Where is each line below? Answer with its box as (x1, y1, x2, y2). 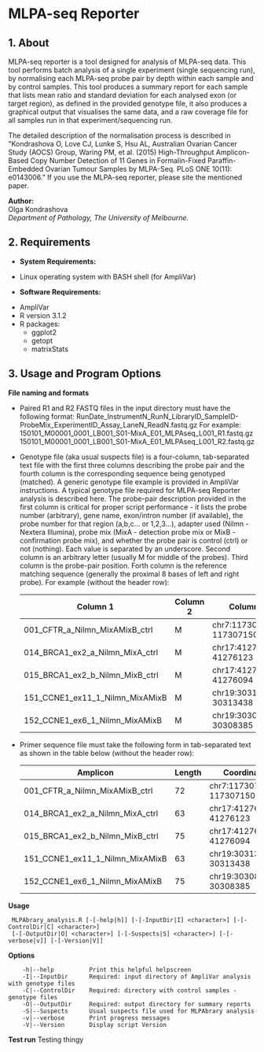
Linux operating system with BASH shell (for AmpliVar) (19, 272, 196, 281)
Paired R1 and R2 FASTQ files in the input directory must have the (19, 403, 231, 413)
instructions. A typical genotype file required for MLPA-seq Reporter (19, 485, 241, 495)
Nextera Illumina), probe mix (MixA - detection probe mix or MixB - (19, 527, 236, 536)
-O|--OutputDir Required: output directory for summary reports (22, 1000, 251, 1008)
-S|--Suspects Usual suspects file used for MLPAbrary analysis (22, 1007, 255, 1015)
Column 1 (76, 601, 114, 612)
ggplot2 (31, 328, 57, 337)
